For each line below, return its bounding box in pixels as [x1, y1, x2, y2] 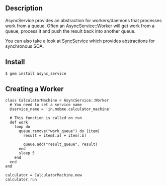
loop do [14, 124, 30, 130]
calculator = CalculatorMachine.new [5, 173, 82, 178]
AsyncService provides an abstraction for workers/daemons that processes [5, 17, 162, 23]
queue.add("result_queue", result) [23, 142, 98, 147]
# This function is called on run [10, 116, 82, 121]
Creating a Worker [5, 85, 64, 94]
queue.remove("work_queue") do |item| [18, 129, 100, 134]
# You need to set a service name [10, 103, 82, 108]
